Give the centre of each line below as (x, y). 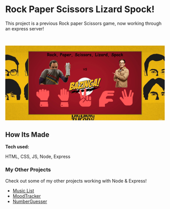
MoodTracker (27, 196)
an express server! (25, 28)
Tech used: (17, 147)
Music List (23, 190)
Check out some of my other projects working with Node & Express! (76, 181)
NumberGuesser (30, 201)
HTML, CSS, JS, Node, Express (38, 157)
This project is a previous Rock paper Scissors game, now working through (83, 23)
